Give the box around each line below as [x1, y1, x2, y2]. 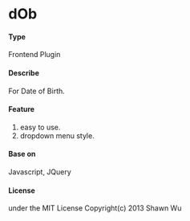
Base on [8, 149, 36, 159]
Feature [8, 104, 34, 114]
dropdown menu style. [19, 130, 95, 141]
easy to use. [19, 122, 61, 132]
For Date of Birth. [8, 86, 66, 96]
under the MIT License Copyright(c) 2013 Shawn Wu [8, 203, 182, 213]
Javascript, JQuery [8, 167, 72, 177]
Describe [8, 68, 40, 77]
